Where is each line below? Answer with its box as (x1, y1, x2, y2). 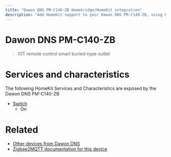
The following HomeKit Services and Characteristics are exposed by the (5, 85, 157, 91)
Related (5, 124, 38, 135)
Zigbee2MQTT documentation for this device (12, 146, 107, 152)
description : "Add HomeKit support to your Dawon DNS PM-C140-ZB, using (5, 12, 163, 17)
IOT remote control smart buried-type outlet (17, 51, 110, 57)
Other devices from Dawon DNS (12, 141, 80, 147)
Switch (12, 101, 27, 107)
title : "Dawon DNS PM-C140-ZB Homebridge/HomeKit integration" (5, 7, 142, 13)
